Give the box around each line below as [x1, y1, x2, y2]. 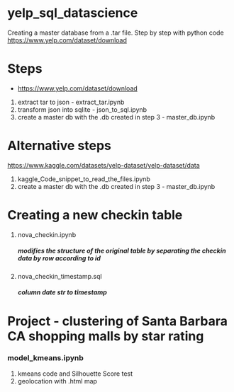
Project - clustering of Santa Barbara [7, 313, 228, 329]
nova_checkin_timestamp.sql [17, 272, 102, 280]
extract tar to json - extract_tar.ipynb [17, 98, 125, 106]
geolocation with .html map [17, 376, 98, 385]
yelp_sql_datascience [7, 5, 138, 21]
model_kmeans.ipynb [7, 353, 84, 363]
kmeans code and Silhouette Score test [17, 369, 133, 378]
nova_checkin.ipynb [17, 230, 77, 238]
